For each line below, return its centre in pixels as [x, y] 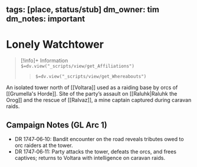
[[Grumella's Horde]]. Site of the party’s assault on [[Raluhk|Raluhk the [92, 94]
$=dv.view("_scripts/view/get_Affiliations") [77, 66]
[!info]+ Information [44, 61]
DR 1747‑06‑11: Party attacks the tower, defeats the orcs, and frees [96, 152]
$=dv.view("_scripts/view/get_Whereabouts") [91, 77]
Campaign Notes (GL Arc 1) [57, 125]
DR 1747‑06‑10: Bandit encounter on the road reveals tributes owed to [99, 139]
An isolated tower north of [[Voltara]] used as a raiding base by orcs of [92, 87]
